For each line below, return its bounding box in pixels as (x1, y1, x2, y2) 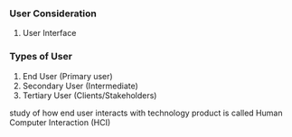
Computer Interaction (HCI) (9, 116, 111, 128)
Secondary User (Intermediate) (22, 80, 138, 91)
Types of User (9, 50, 72, 63)
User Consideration (9, 7, 97, 20)
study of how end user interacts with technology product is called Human (9, 107, 283, 118)
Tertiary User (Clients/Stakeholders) (22, 89, 157, 101)
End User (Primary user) (22, 70, 113, 81)
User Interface (22, 28, 77, 39)
